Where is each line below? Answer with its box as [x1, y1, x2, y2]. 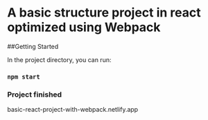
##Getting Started [7, 42, 59, 50]
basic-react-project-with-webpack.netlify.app [7, 106, 139, 114]
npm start [7, 72, 40, 81]
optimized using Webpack [7, 19, 161, 35]
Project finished [7, 90, 62, 99]
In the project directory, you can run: [7, 55, 112, 63]
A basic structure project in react [7, 5, 201, 21]
